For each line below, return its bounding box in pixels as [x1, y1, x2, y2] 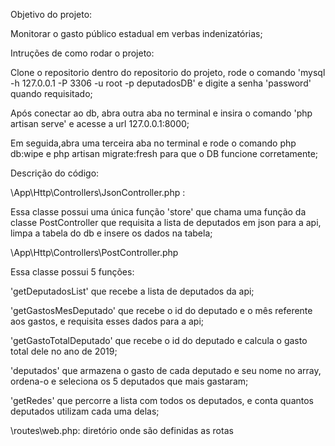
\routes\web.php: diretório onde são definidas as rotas [10, 425, 234, 436]
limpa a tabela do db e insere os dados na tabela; [10, 227, 213, 239]
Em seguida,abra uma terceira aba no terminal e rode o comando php [10, 137, 297, 149]
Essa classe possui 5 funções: [10, 266, 135, 278]
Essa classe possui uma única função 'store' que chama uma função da [10, 206, 307, 218]
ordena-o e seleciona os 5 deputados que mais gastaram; [10, 375, 249, 387]
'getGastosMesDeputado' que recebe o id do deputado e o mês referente [10, 305, 313, 316]
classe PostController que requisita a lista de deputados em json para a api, [10, 217, 322, 228]
